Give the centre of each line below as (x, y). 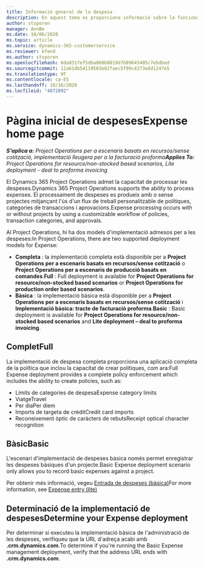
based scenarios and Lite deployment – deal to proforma (110, 321)
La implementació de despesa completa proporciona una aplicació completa (102, 361)
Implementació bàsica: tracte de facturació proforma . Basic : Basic (100, 308)
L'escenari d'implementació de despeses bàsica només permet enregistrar (100, 458)
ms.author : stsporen (32, 57)
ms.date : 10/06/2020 (32, 35)
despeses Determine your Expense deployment (97, 518)
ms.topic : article (29, 40)
